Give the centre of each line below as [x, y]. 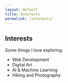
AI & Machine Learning [35, 70]
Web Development [31, 60]
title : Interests [23, 14]
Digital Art [22, 65]
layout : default [21, 10]
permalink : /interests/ [29, 19]
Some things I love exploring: [34, 50]
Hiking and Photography [36, 75]
